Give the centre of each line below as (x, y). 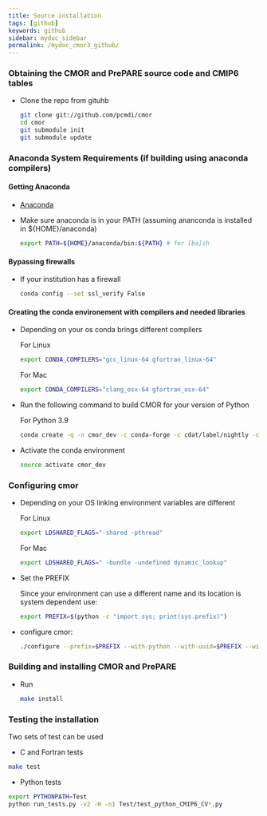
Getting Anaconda (39, 187)
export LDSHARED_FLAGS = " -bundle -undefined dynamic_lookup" (124, 562)
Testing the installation (54, 719)
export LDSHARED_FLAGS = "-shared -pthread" (91, 533)
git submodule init (52, 130)
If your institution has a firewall (70, 279)
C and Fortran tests (51, 752)
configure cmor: (46, 632)
